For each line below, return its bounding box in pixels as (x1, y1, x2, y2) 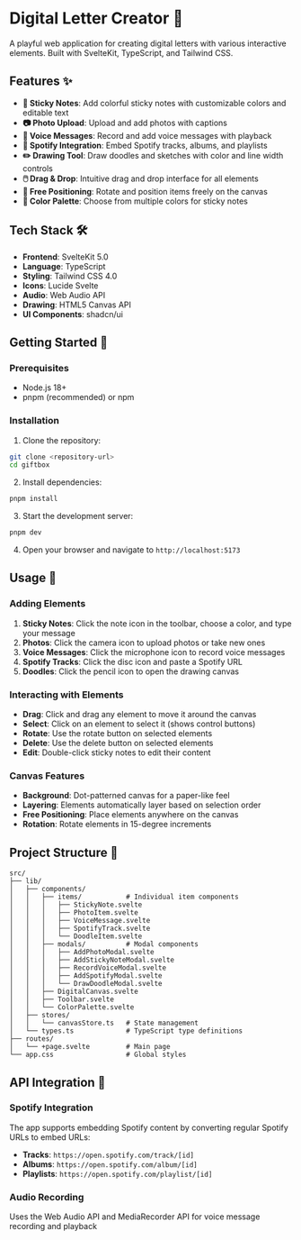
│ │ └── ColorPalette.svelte (9, 1003, 135, 1012)
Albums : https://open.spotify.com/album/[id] (22, 1158, 198, 1170)
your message (22, 627, 76, 638)
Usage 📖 (9, 570, 57, 586)
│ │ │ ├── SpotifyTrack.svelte (9, 924, 151, 934)
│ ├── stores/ (9, 1011, 70, 1020)
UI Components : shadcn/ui (22, 308, 124, 319)
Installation (9, 415, 60, 427)
